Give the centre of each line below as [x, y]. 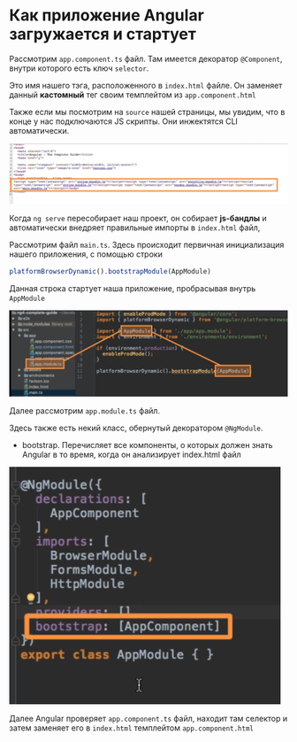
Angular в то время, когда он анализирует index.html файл [131, 455]
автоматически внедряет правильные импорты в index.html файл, [135, 228]
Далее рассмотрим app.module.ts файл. [85, 411]
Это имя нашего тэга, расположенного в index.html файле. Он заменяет [146, 85]
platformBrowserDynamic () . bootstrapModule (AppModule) [110, 272]
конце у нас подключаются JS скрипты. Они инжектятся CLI [124, 121]
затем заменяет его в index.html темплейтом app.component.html [132, 728]
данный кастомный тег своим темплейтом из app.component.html [133, 95]
